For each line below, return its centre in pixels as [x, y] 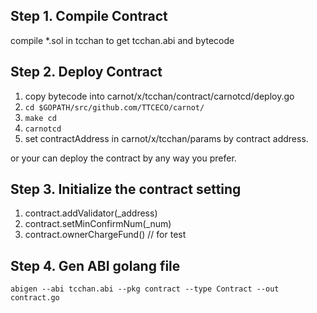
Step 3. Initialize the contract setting [126, 189]
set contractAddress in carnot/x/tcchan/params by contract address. [166, 138]
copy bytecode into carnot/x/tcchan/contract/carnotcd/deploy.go [159, 96]
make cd [40, 118]
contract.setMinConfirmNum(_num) [98, 224]
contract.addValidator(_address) [91, 213]
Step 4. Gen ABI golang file [95, 265]
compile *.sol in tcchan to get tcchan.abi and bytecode [122, 40]
